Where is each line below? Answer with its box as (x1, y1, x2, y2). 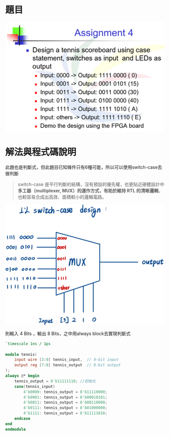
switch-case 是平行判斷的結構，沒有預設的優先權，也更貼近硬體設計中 (17, 181, 164, 187)
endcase (14, 416, 30, 421)
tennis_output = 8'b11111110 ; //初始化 (14, 378, 96, 384)
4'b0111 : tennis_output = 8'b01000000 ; (23, 406, 108, 411)
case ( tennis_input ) (14, 384, 56, 389)
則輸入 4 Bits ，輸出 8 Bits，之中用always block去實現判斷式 (5, 330, 131, 337)
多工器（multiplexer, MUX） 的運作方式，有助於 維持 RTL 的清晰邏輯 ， (17, 188, 163, 194)
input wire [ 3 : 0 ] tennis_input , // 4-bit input (14, 357, 119, 362)
